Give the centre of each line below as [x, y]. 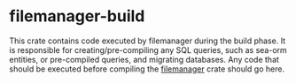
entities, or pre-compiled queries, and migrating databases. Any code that [144, 59]
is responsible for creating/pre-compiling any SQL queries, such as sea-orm [148, 49]
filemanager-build [77, 16]
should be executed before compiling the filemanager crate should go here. [147, 69]
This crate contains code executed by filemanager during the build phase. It [148, 41]
